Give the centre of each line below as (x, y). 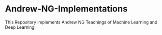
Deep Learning (20, 27)
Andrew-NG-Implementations (66, 9)
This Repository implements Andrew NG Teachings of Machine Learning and (81, 22)
